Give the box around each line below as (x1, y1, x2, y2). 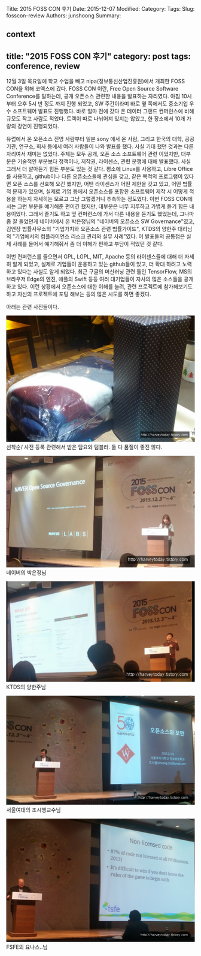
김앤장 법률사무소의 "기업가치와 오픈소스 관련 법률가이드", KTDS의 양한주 (6, 226, 176, 233)
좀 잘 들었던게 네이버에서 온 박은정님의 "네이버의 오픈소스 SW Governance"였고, (6, 218, 195, 225)
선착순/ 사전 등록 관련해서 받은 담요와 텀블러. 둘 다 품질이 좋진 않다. (6, 443, 163, 451)
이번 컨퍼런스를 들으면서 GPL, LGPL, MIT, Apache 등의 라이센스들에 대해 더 (6, 253, 184, 260)
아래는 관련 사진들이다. (6, 303, 59, 311)
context (6, 29, 36, 40)
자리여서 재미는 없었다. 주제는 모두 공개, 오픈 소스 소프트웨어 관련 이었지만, (6, 151, 180, 158)
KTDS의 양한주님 (6, 683, 46, 690)
